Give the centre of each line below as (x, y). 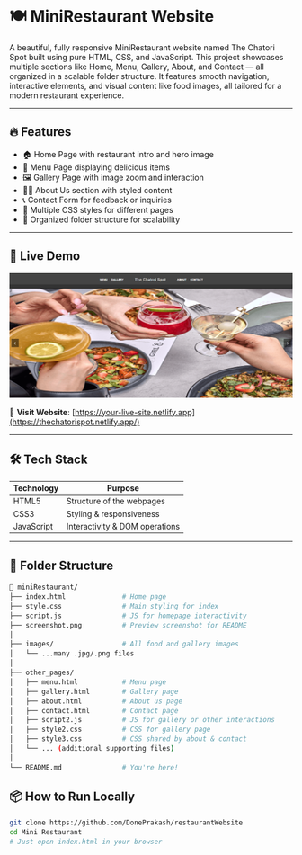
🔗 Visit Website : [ (42, 412)
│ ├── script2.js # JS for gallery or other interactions (142, 720)
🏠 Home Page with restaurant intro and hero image (118, 154)
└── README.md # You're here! (94, 767)
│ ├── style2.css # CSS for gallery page (110, 730)
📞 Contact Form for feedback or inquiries (97, 200)
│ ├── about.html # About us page (96, 701)
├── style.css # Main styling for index (114, 606)
